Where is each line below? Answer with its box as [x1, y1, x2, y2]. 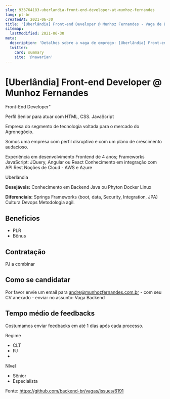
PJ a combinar [5, 261, 35, 267]
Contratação [5, 248, 46, 256]
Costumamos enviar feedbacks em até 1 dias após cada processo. [5, 323, 144, 329]
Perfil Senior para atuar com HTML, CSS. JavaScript [5, 113, 114, 119]
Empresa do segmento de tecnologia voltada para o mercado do [5, 124, 140, 130]
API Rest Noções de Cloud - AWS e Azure [5, 165, 93, 171]
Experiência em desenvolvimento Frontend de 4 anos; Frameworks [5, 154, 145, 160]
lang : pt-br [5, 12, 30, 17]
